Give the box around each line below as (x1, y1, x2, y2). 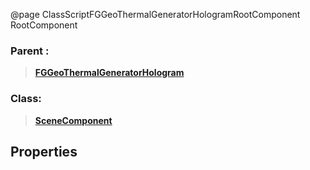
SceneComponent (34, 114, 113, 126)
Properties (10, 143, 78, 160)
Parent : (10, 44, 50, 58)
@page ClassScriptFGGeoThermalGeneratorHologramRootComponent (10, 9, 301, 20)
